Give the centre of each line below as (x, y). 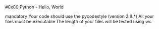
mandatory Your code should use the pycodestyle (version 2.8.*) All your (80, 16)
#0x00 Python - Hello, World (34, 7)
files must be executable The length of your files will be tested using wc (79, 22)
